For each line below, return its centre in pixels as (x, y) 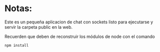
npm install (17, 45)
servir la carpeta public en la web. (39, 27)
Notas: (18, 9)
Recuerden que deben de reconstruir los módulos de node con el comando (80, 36)
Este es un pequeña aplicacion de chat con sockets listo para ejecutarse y (79, 22)
